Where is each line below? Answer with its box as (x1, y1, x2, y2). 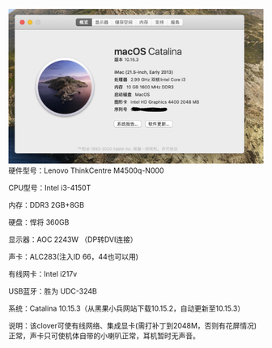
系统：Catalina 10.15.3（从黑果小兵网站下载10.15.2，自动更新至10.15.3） (8, 303, 245, 313)
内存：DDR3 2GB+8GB (8, 200, 85, 210)
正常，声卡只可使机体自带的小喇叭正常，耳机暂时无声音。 (8, 331, 200, 341)
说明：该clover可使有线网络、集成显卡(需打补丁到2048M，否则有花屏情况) (8, 321, 257, 331)
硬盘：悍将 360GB (8, 217, 70, 227)
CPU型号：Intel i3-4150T (8, 183, 91, 193)
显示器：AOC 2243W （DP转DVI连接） (8, 234, 138, 244)
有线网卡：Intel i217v (8, 269, 78, 279)
